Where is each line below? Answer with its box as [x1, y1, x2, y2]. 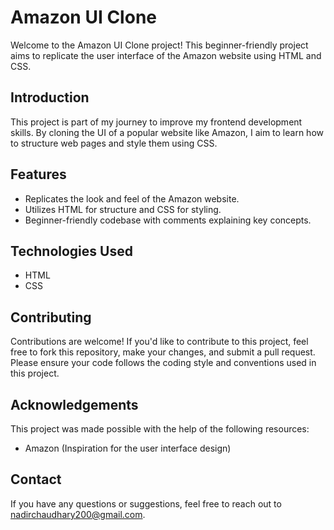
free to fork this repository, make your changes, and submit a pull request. [10, 346, 316, 358]
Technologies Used [10, 242, 133, 260]
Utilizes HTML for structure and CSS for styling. [24, 203, 222, 215]
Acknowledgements [10, 396, 139, 413]
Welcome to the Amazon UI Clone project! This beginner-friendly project [10, 39, 309, 51]
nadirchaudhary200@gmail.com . [10, 508, 146, 520]
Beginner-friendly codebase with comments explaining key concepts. [24, 214, 312, 226]
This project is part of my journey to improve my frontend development [10, 116, 303, 128]
